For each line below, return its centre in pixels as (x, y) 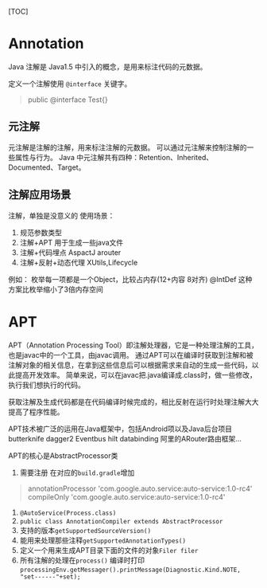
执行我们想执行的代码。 (46, 385)
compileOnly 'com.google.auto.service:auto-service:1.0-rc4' (126, 496)
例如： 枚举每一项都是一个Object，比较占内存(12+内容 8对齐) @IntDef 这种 (130, 279)
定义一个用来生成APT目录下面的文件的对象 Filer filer (109, 550)
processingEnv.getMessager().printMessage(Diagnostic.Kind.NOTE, (130, 570)
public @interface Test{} (68, 100)
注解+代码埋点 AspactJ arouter (70, 252)
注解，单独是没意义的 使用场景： (62, 215)
